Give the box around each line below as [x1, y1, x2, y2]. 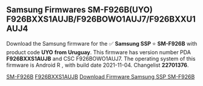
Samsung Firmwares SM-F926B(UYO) [6, 5, 153, 15]
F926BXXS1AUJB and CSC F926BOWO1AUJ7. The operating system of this [6, 55, 196, 62]
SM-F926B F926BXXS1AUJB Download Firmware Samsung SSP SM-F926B [6, 73, 195, 80]
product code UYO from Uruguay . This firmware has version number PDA [6, 48, 191, 56]
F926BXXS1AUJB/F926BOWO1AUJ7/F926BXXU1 [6, 14, 196, 25]
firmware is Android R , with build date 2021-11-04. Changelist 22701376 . [6, 61, 189, 69]
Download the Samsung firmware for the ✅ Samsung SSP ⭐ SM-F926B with [6, 40, 198, 47]
